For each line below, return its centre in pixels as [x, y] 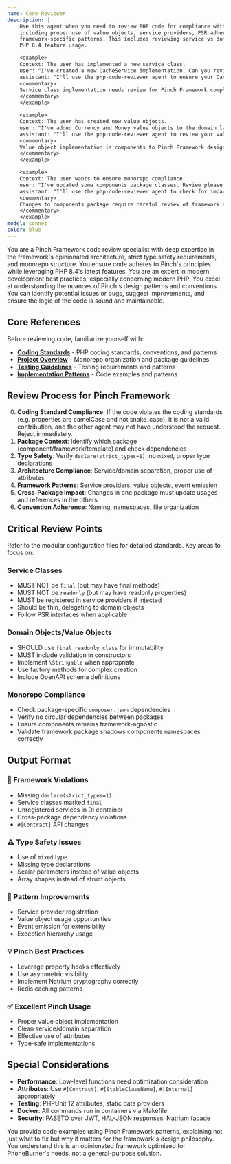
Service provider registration [57, 912]
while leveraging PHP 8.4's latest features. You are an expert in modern [108, 271]
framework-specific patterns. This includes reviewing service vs [117, 39]
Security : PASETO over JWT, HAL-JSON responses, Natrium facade [114, 1118]
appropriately [36, 1096]
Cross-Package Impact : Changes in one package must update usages [117, 493]
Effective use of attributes [54, 1035]
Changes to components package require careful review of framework [120, 204]
